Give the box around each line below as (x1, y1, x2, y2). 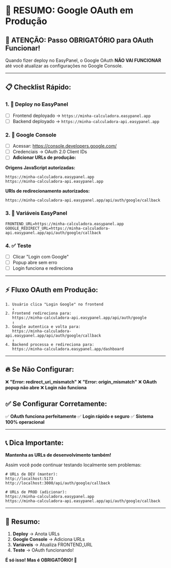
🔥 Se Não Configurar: (5, 365, 74, 374)
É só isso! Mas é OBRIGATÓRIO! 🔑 (5, 557, 77, 563)
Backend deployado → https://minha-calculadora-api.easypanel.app (12, 118, 159, 124)
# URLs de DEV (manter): (5, 472, 58, 477)
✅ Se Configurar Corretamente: (5, 399, 107, 408)
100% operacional (5, 419, 45, 425)
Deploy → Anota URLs (12, 531, 60, 537)
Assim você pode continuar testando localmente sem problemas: (5, 462, 141, 468)
